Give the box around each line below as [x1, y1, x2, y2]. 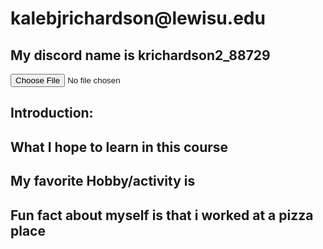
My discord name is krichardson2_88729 [10, 47, 271, 64]
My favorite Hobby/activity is [10, 173, 196, 190]
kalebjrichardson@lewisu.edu [10, 7, 266, 30]
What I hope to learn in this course [10, 138, 229, 156]
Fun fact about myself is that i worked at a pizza [10, 207, 314, 224]
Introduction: [10, 105, 94, 122]
